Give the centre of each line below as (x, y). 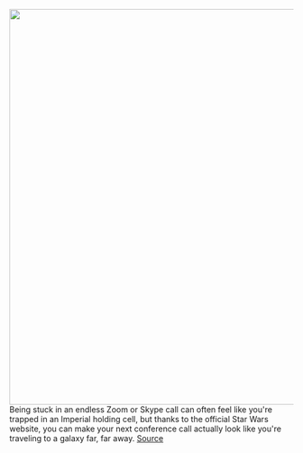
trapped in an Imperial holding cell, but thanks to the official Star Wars (139, 419)
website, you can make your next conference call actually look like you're (146, 429)
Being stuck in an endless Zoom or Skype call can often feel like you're (141, 410)
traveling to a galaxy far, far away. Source (87, 438)
